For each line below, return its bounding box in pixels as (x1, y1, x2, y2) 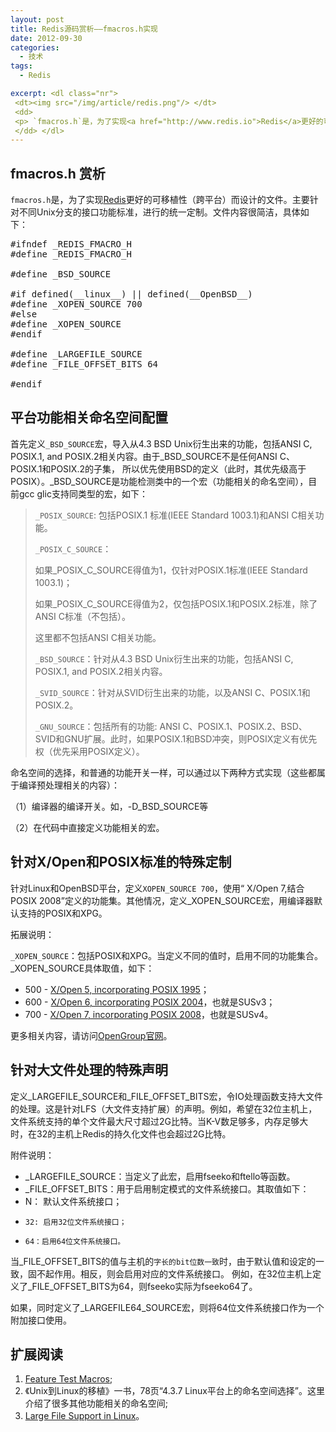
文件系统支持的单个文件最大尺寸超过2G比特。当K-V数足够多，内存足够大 (10, 1115, 309, 1127)
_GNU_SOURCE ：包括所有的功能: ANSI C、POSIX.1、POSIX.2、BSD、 (34, 720, 308, 732)
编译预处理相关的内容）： (18, 779, 120, 791)
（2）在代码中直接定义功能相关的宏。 (10, 821, 165, 833)
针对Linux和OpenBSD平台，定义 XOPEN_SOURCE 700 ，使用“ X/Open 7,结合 (10, 882, 305, 894)
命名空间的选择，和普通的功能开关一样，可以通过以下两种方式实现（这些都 (10, 766, 317, 778)
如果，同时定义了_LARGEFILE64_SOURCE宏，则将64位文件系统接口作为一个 (10, 1301, 325, 1313)
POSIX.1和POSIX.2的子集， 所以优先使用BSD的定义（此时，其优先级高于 (10, 462, 307, 475)
